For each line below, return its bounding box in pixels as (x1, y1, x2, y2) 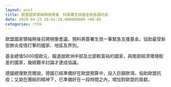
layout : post (5, 7, 33, 13)
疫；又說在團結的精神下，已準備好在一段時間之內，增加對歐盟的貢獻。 (5, 76, 153, 82)
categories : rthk (5, 21, 42, 27)
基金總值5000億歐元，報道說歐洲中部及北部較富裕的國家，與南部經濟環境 (5, 53, 159, 59)
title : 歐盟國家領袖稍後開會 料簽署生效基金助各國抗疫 (5, 12, 108, 17)
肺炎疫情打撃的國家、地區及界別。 (9, 42, 81, 49)
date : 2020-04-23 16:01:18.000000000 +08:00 (5, 17, 101, 22)
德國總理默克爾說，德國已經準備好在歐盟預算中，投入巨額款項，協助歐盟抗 (5, 70, 161, 76)
